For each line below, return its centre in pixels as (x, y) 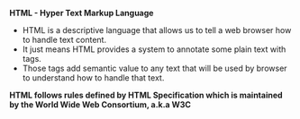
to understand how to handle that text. (93, 78)
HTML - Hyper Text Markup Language (82, 13)
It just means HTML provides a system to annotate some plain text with (154, 49)
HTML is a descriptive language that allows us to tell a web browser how (157, 30)
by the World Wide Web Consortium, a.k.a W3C (100, 105)
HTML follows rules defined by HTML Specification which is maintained (146, 95)
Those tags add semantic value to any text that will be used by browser (155, 68)
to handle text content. (64, 40)
